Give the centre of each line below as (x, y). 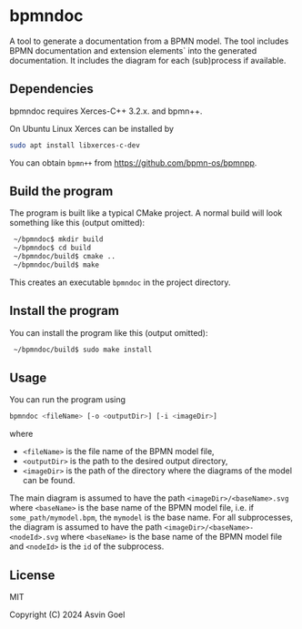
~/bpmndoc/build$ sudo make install (83, 350)
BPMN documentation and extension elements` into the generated (133, 50)
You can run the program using (67, 400)
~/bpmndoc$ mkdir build (58, 239)
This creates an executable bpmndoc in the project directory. (120, 282)
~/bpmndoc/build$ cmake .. (65, 257)
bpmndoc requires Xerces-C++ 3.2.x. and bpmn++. (106, 111)
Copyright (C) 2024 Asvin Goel (67, 614)
